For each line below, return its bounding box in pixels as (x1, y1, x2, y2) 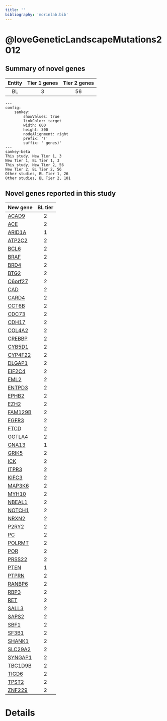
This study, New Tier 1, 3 (5, 153, 62, 158)
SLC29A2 (8, 646, 31, 653)
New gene (8, 204, 33, 211)
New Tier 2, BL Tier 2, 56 (5, 167, 62, 172)
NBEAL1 (8, 499, 28, 506)
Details (5, 707, 35, 718)
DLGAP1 (8, 360, 28, 367)
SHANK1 (8, 637, 29, 645)
